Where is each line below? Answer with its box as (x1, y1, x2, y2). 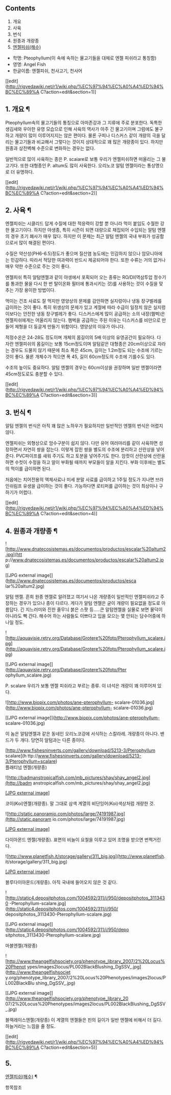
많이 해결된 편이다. (18, 240, 56, 246)
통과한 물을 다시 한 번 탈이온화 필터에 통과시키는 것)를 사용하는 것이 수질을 (10, 281, 158, 287)
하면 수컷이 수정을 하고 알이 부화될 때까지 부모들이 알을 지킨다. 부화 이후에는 (5, 459, 157, 466)
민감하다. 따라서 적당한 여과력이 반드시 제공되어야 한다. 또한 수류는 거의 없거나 (10, 257, 166, 263)
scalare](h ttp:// (5, 753, 38, 759)
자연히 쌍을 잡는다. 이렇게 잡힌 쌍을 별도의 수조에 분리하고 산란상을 (22, 447, 155, 453)
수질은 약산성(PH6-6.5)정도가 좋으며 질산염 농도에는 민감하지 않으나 (5, 250, 141, 257)
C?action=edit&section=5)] (40, 1044, 97, 1050)
